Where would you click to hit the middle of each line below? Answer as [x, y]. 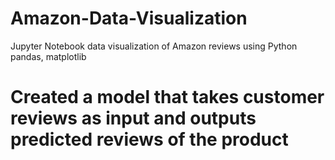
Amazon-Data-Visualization [129, 18]
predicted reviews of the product [149, 139]
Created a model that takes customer [167, 97]
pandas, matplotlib [48, 56]
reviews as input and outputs [133, 118]
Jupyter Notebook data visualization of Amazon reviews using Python [154, 46]
